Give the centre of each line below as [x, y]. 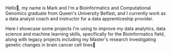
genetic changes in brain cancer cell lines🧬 [51, 45]
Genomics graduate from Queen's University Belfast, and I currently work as [86, 13]
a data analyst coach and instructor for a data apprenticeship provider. [79, 19]
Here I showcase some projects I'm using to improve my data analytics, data [86, 29]
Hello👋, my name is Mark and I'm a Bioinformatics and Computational [78, 8]
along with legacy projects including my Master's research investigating [81, 39]
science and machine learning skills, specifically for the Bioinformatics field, [85, 34]
